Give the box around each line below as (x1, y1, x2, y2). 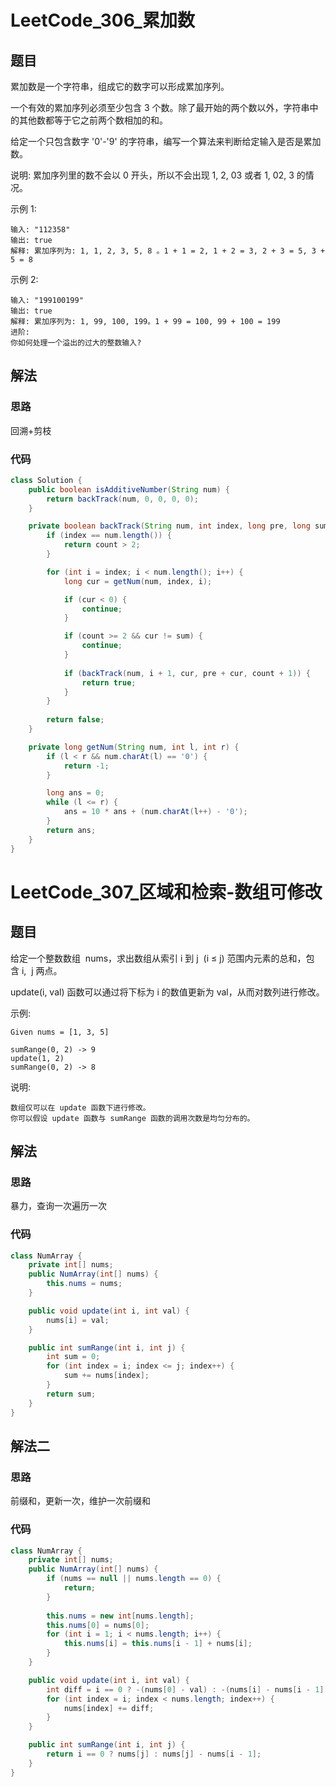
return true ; (81, 677, 137, 688)
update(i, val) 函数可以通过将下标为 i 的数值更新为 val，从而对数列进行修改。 (10, 986, 325, 998)
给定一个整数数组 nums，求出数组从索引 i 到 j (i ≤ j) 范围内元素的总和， (10, 952, 307, 964)
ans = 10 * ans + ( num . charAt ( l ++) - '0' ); (63, 807, 248, 817)
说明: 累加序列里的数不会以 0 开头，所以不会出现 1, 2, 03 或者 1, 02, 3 (10, 169, 295, 181)
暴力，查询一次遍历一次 (10, 1200, 107, 1212)
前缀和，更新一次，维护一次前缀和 (10, 1495, 151, 1507)
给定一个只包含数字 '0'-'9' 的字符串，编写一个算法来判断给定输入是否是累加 (10, 136, 322, 147)
